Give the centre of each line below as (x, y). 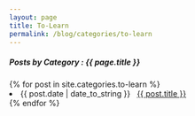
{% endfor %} (35, 104)
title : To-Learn (39, 26)
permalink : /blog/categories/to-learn (81, 34)
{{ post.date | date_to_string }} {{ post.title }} (104, 94)
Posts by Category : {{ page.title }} (74, 62)
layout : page (33, 17)
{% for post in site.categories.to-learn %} (85, 84)
